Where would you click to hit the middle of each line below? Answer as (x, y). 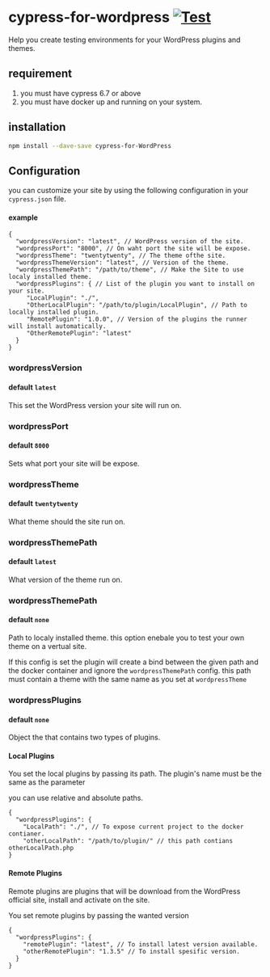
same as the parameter (47, 782)
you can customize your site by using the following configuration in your (129, 191)
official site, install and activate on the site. (79, 899)
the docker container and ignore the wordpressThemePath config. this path (130, 671)
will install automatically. (57, 326)
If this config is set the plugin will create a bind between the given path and (133, 662)
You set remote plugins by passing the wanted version (99, 915)
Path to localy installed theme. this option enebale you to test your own (127, 638)
